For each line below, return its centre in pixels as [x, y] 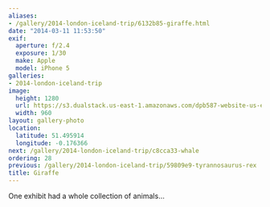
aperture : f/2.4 [43, 46]
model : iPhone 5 [43, 68]
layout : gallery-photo [46, 121]
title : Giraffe [34, 173]
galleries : [27, 76]
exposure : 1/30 [41, 53]
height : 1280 [37, 98]
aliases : [23, 16]
